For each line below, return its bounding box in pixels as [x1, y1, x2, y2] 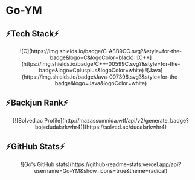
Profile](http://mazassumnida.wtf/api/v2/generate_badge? [44, 117, 189, 124]
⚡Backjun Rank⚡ [5, 98, 69, 108]
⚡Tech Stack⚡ [5, 28, 59, 39]
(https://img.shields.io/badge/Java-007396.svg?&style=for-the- [21, 73, 181, 80]
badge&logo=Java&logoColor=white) [54, 80, 147, 86]
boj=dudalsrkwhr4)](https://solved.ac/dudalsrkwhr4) [34, 123, 167, 130]
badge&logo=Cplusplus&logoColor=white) [39, 67, 144, 74]
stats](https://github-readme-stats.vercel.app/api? [56, 161, 182, 168]
